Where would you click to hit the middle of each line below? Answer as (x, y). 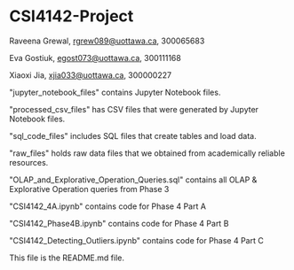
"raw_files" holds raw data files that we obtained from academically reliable (147, 153)
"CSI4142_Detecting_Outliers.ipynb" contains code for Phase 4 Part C (136, 240)
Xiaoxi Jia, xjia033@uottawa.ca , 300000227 (90, 75)
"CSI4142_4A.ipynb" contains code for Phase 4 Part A (108, 206)
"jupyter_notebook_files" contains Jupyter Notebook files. (115, 92)
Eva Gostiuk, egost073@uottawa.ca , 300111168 (95, 58)
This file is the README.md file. (67, 258)
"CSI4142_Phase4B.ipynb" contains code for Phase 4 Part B (119, 223)
